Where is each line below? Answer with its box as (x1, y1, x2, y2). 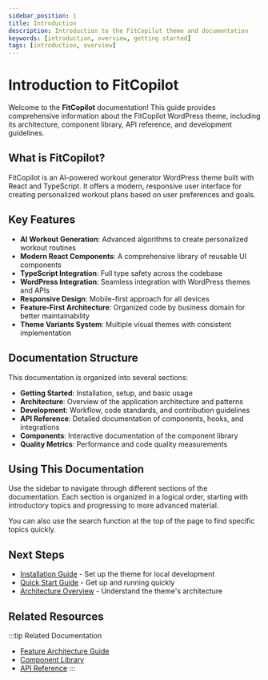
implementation (19, 328, 72, 338)
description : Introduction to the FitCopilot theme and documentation (8, 26, 249, 34)
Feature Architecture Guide (19, 646, 110, 656)
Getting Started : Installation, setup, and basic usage (19, 388, 194, 398)
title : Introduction (8, 19, 78, 27)
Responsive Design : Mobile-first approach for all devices (19, 293, 210, 303)
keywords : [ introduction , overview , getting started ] (8, 34, 192, 42)
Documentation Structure (8, 351, 138, 365)
